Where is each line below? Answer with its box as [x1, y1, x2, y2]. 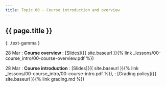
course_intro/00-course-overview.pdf [5, 55, 85, 61]
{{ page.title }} [5, 27, 53, 35]
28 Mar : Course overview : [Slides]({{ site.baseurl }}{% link [5, 50, 132, 56]
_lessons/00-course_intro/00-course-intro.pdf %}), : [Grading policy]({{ [5, 71, 157, 77]
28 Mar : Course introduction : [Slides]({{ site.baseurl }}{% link [5, 65, 139, 72]
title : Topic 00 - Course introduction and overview [5, 7, 120, 13]
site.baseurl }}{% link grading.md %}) [5, 76, 85, 82]
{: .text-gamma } [5, 40, 40, 46]
